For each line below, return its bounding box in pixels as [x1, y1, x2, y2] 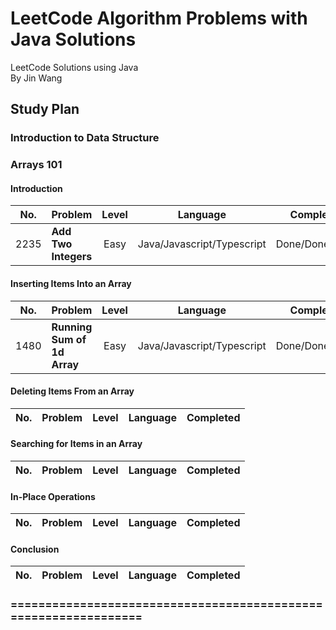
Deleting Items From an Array [10, 385, 135, 397]
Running [51, 320, 93, 334]
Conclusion [10, 543, 60, 555]
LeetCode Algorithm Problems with [10, 7, 308, 30]
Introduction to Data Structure [10, 131, 160, 145]
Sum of [51, 332, 87, 346]
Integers [51, 250, 93, 264]
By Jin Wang [10, 72, 63, 84]
